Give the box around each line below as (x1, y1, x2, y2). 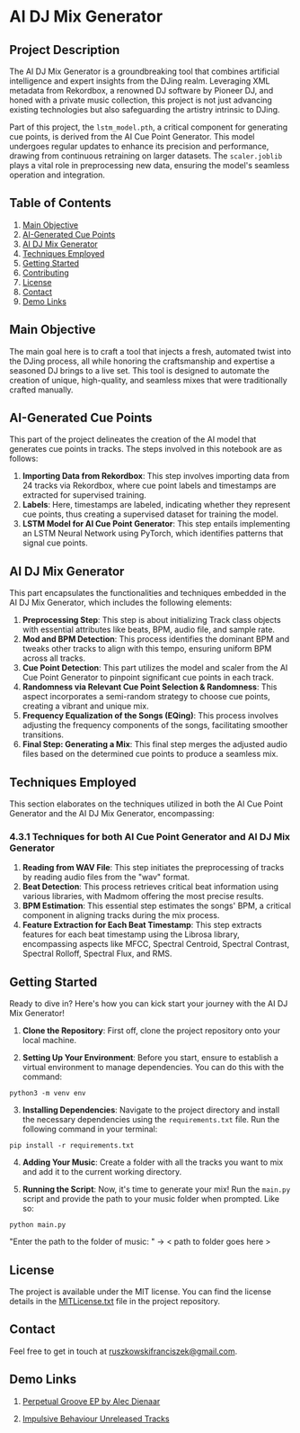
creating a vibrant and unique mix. (22, 700, 150, 712)
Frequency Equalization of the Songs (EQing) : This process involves (22, 710, 278, 721)
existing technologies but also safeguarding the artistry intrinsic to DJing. (9, 104, 280, 114)
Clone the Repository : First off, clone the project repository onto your (22, 1025, 281, 1036)
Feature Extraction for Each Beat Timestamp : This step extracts (22, 920, 262, 931)
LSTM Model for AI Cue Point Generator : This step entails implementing (22, 518, 290, 529)
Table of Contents (9, 195, 112, 211)
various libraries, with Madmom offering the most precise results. (22, 891, 264, 902)
